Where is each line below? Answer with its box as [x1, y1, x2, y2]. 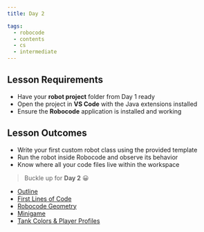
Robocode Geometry [17, 202, 77, 210]
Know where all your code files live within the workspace [17, 160, 180, 168]
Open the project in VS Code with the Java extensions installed [17, 100, 198, 108]
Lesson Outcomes [7, 127, 88, 139]
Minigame [17, 209, 46, 217]
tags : [7, 22, 23, 30]
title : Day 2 [7, 10, 45, 17]
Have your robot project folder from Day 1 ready [17, 92, 156, 100]
